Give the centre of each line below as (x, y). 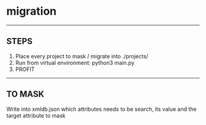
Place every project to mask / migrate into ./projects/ (82, 56)
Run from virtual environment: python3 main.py (75, 63)
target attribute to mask (36, 115)
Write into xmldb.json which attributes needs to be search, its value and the (101, 109)
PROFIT (25, 69)
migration (32, 11)
